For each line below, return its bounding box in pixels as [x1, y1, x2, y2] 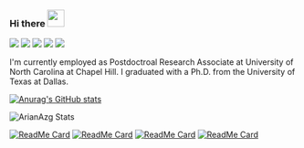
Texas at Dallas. [9, 76, 69, 87]
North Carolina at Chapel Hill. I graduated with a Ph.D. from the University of [9, 67, 296, 78]
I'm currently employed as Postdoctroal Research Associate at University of [9, 57, 294, 68]
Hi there [9, 16, 46, 29]
